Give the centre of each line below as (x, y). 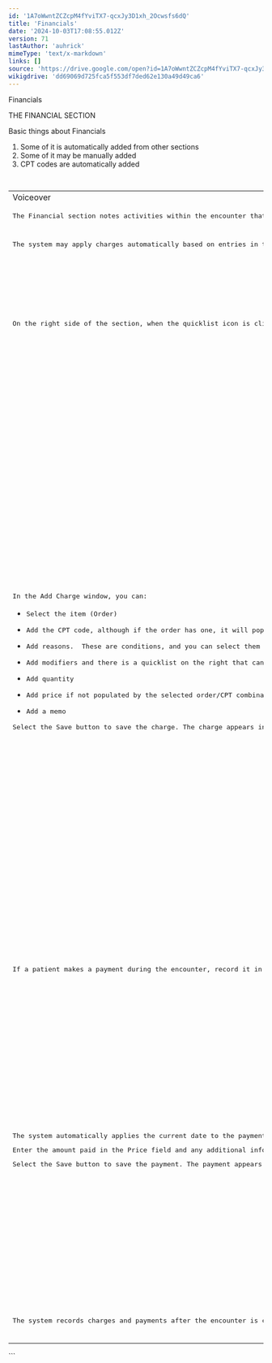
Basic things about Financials (57, 131)
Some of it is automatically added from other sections (110, 146)
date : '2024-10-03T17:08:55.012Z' (67, 31)
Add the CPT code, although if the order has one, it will (137, 630)
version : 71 (28, 39)
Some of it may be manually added (78, 155)
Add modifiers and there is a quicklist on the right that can (145, 663)
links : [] (25, 62)
